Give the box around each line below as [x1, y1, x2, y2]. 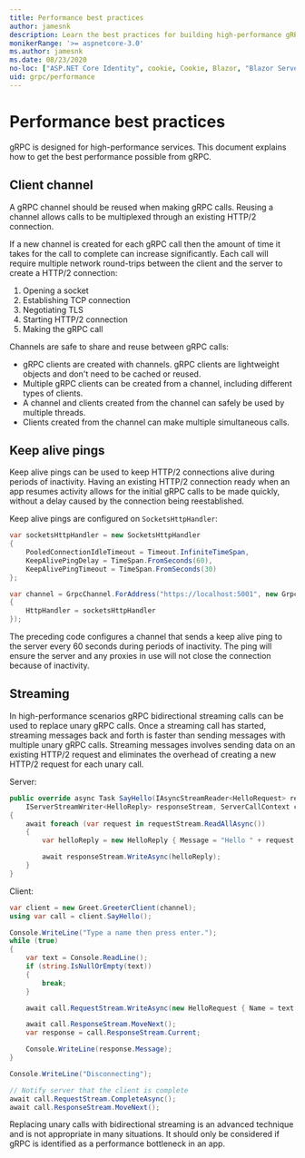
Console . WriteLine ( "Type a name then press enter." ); [9, 927, 218, 937]
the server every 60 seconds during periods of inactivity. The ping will [9, 641, 272, 652]
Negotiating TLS [22, 304, 84, 315]
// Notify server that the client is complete [9, 1085, 189, 1094]
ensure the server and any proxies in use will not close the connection [9, 651, 271, 662]
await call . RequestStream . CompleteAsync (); [9, 1094, 177, 1104]
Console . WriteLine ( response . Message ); [25, 1045, 172, 1054]
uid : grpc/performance [9, 73, 95, 82]
